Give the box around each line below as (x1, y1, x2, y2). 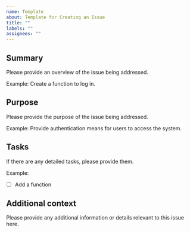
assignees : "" (6, 31, 42, 37)
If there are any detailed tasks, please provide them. (6, 158, 134, 165)
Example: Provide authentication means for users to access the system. (6, 124, 182, 131)
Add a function (14, 181, 52, 188)
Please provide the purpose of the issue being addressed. (6, 113, 149, 120)
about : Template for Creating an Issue (6, 14, 105, 20)
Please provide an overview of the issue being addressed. (6, 68, 149, 76)
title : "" (6, 20, 31, 26)
